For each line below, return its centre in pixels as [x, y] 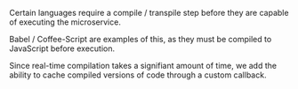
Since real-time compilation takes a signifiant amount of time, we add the [143, 66]
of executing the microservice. [65, 22]
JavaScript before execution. [62, 48]
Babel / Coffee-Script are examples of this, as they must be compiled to [141, 39]
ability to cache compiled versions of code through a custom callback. [138, 75]
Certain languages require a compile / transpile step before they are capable [149, 13]
